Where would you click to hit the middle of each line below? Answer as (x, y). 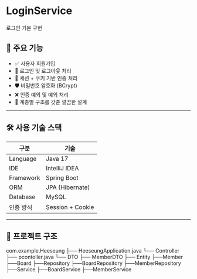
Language (23, 159)
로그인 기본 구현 (24, 28)
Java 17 (57, 159)
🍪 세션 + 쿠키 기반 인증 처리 (46, 78)
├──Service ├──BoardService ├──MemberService (69, 270)
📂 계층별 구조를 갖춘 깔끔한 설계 (51, 102)
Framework (25, 177)
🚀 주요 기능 (25, 48)
